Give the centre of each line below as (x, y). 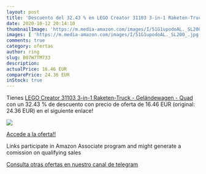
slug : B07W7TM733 (29, 58)
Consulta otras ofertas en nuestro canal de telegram (72, 165)
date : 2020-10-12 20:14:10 (41, 23)
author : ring (23, 52)
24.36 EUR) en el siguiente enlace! (50, 111)
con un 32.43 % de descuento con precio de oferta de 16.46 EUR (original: (101, 104)
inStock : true (25, 80)
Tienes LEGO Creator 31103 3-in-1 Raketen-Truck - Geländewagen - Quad (100, 98)
